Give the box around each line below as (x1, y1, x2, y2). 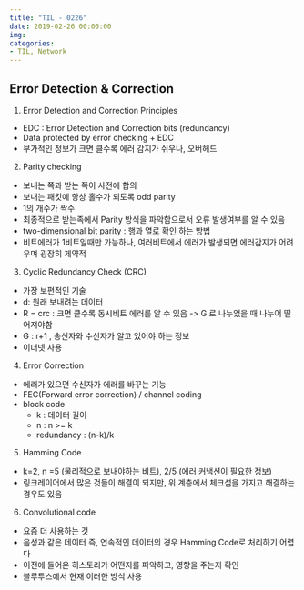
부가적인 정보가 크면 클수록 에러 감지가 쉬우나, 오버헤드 (22, 143, 218, 154)
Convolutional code (22, 506, 96, 517)
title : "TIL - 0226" (9, 13, 88, 23)
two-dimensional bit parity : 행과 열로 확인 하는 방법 (22, 225, 211, 236)
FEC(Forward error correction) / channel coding (22, 388, 202, 400)
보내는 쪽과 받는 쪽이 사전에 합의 (22, 179, 137, 191)
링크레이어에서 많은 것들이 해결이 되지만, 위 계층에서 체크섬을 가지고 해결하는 (22, 476, 296, 487)
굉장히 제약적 (39, 247, 86, 259)
